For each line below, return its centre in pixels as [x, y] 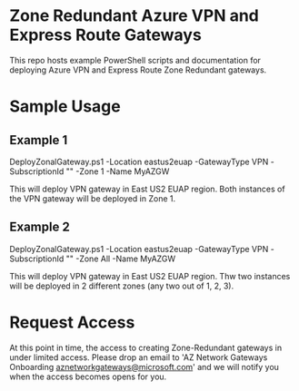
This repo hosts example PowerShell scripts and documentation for [135, 60]
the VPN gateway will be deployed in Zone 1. [92, 198]
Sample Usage [65, 107]
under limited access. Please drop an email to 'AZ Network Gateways [139, 357]
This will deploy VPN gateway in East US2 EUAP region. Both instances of [147, 189]
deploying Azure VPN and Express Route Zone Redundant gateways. [138, 70]
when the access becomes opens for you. [88, 376]
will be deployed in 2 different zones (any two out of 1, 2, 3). [122, 286]
